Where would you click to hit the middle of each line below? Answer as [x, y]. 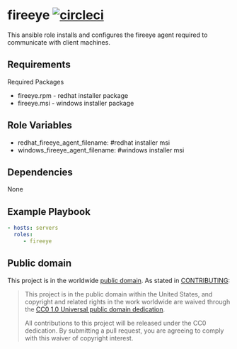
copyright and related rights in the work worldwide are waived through [127, 301]
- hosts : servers [33, 228]
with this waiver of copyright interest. [79, 338]
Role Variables [40, 125]
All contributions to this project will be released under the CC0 [115, 323]
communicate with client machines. [59, 42]
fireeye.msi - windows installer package [76, 103]
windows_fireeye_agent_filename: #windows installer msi [101, 150]
